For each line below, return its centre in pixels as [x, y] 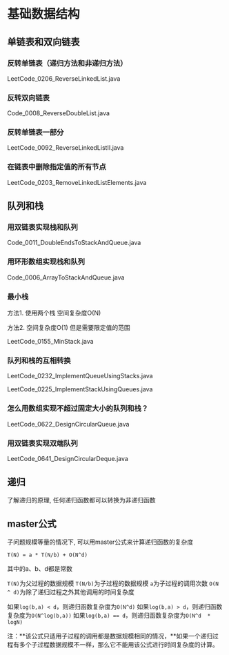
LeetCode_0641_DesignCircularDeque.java [68, 458]
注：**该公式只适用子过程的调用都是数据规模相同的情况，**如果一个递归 [110, 636]
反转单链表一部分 [36, 133]
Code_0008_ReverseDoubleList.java [59, 113]
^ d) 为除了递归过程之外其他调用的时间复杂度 [71, 592]
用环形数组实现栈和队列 [46, 262]
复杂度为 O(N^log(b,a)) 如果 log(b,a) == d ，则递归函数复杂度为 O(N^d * [109, 615]
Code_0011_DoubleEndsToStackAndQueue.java [74, 243]
